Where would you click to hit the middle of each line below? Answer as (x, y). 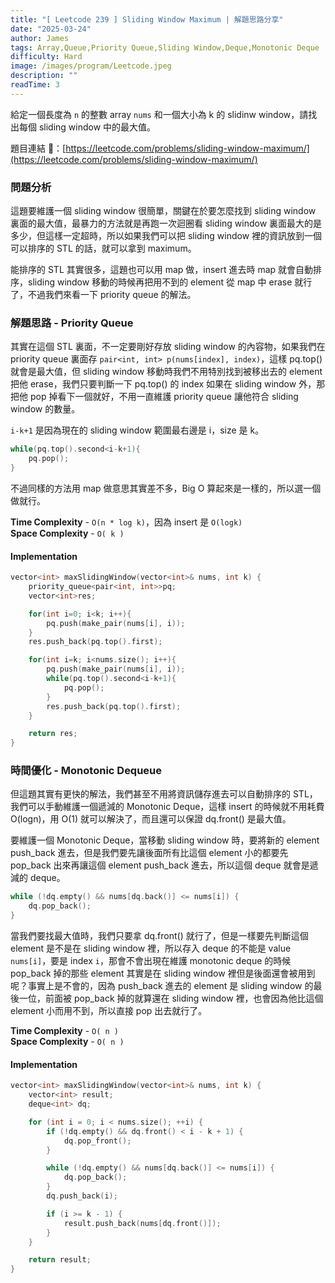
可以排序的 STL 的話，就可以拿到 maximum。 (103, 248)
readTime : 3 (35, 85)
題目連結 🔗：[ (38, 148)
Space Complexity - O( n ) (67, 1042)
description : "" (44, 76)
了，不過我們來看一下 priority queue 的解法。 (103, 295)
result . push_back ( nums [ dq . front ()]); (142, 1223)
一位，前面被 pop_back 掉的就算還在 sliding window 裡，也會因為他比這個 (171, 998)
